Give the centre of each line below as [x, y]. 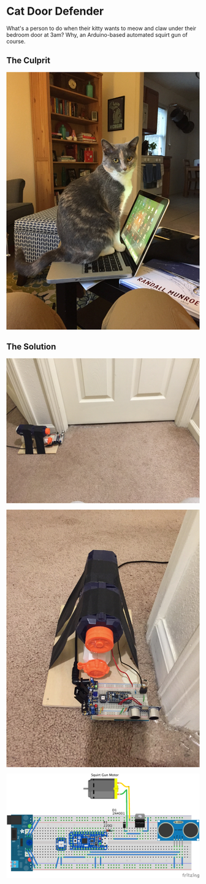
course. [16, 41]
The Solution [31, 347]
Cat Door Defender [55, 11]
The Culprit [29, 60]
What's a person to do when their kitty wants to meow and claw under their [101, 28]
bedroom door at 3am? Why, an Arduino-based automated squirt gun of [97, 34]
